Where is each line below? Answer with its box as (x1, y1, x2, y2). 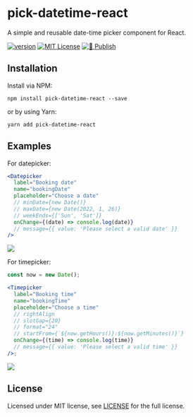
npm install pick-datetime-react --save (7, 95, 128, 102)
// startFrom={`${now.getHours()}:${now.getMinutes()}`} (13, 330, 185, 337)
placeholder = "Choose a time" (13, 304, 99, 311)
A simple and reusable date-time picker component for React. (7, 28, 187, 37)
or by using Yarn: (7, 107, 57, 116)
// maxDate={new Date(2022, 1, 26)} (13, 205, 121, 213)
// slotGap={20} (13, 317, 61, 324)
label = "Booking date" (13, 179, 77, 187)
